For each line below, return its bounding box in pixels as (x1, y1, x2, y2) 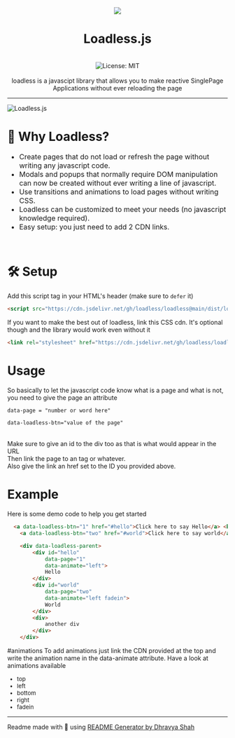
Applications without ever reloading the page (52, 83, 183, 92)
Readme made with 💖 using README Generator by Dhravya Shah (7, 723, 195, 732)
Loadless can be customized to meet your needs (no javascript (19, 204, 227, 214)
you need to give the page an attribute (7, 393, 117, 402)
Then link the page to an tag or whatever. (7, 455, 126, 463)
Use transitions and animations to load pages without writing (19, 187, 219, 196)
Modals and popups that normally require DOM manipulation (19, 169, 218, 179)
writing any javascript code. (19, 161, 111, 170)
